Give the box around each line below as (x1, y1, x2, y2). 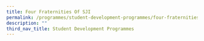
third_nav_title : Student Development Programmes (6, 25, 135, 32)
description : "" (6, 20, 47, 26)
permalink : (6, 14, 34, 20)
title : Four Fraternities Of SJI (6, 8, 91, 15)
